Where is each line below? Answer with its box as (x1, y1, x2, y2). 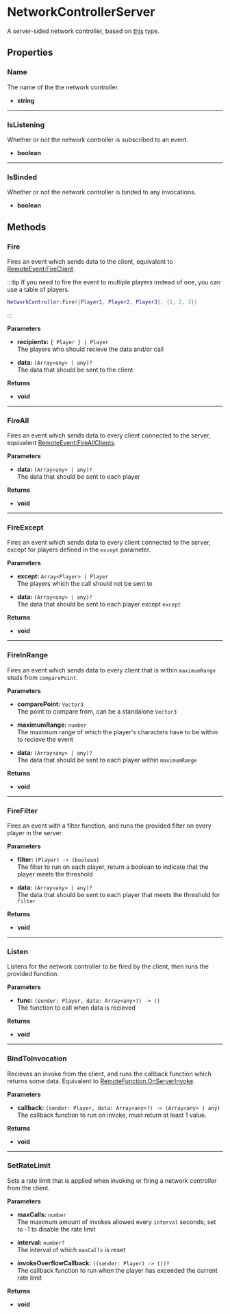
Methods (7, 221, 47, 233)
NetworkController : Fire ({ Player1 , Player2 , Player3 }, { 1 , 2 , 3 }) (7, 298, 198, 306)
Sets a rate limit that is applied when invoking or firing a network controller (7, 1176, 217, 1185)
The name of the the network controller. (7, 83, 120, 91)
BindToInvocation (7, 1054, 67, 1063)
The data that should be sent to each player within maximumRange (16, 756, 197, 764)
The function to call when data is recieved (16, 1004, 136, 1012)
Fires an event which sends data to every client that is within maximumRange (7, 666, 216, 674)
